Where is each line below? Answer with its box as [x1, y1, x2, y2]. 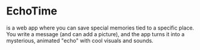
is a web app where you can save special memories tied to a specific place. [6, 24, 195, 31]
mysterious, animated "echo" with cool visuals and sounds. [6, 37, 154, 44]
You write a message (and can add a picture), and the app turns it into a [6, 30, 185, 37]
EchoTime [6, 4, 57, 18]
